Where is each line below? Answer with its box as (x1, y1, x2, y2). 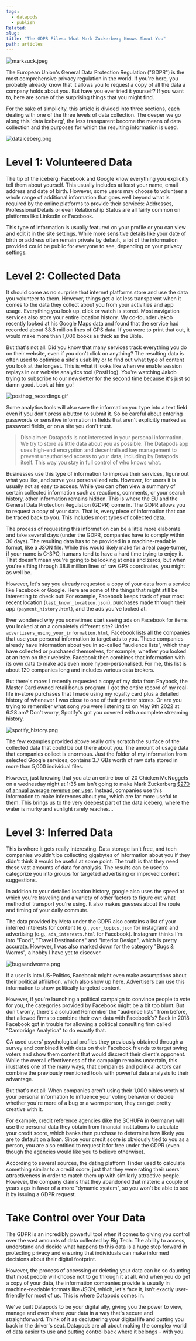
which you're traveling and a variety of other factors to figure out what (6, 894, 176, 901)
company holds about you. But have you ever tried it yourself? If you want (6, 87, 184, 94)
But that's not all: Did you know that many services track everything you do (6, 344, 187, 351)
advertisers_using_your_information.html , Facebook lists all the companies (6, 629, 190, 636)
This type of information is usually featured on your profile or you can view (6, 223, 186, 231)
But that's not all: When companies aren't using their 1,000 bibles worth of (6, 1086, 185, 1094)
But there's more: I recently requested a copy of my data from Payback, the (6, 678, 188, 685)
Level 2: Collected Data (6, 269, 121, 282)
